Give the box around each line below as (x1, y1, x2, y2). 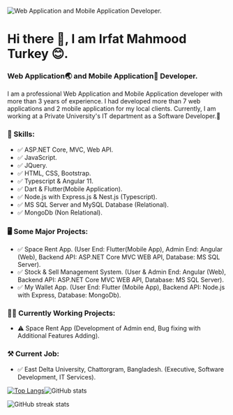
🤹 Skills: (7, 129, 35, 139)
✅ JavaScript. (17, 153, 57, 161)
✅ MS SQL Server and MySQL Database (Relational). (17, 200, 169, 209)
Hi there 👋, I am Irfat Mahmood (7, 31, 187, 47)
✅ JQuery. (17, 161, 47, 169)
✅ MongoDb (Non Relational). (17, 208, 103, 217)
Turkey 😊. (7, 46, 68, 62)
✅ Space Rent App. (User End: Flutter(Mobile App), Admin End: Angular (17, 245, 223, 254)
